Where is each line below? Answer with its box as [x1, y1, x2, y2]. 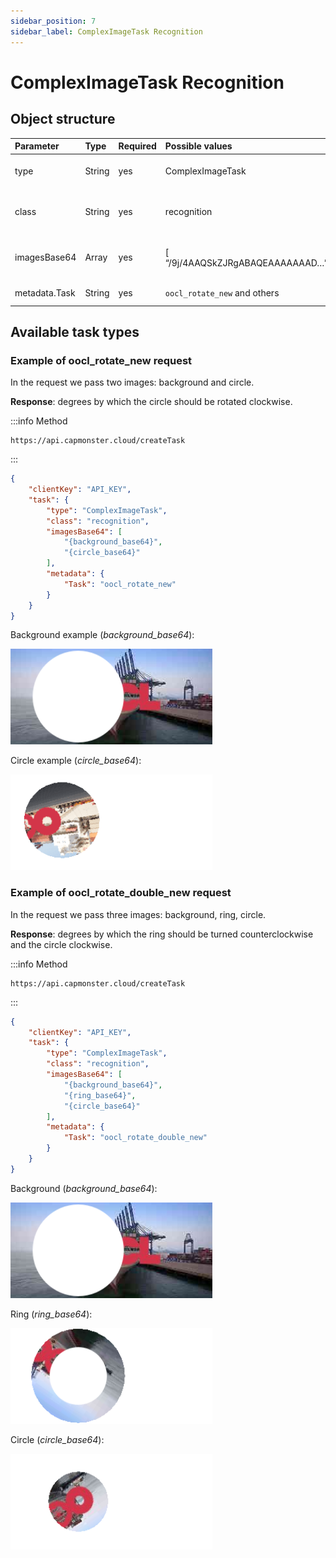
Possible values [164, 140, 233, 152]
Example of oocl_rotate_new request [10, 353, 193, 367]
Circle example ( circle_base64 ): [10, 755, 142, 767]
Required [118, 140, 157, 152]
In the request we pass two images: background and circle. [10, 376, 255, 389]
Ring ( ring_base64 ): [10, 1308, 93, 1320]
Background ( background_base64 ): [10, 1182, 158, 1194]
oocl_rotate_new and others [164, 286, 280, 299]
